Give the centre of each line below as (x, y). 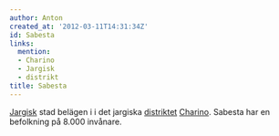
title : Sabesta (38, 86)
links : (22, 43)
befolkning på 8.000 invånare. (66, 121)
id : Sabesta (32, 35)
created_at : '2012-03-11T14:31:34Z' (79, 26)
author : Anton (36, 18)
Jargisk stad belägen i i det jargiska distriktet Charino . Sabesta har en (140, 111)
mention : (34, 52)
